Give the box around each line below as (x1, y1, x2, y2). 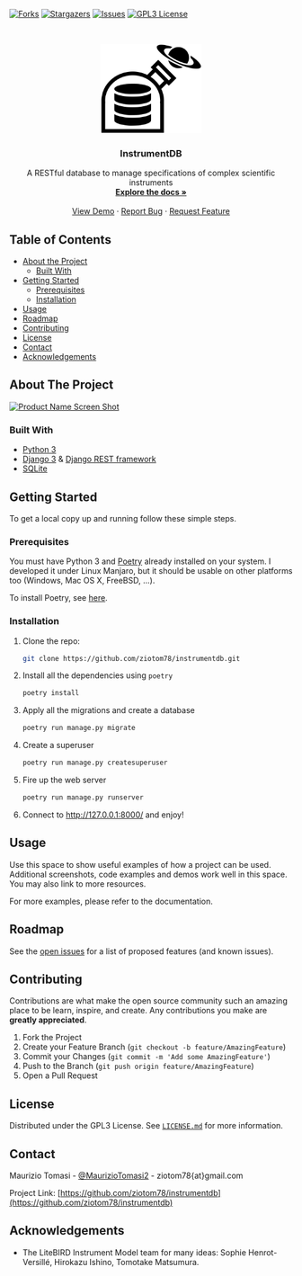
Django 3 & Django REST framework (22, 454, 157, 465)
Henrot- (248, 1246, 278, 1258)
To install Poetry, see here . (9, 593, 108, 603)
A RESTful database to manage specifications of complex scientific (26, 167, 276, 179)
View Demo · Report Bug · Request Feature (71, 206, 231, 217)
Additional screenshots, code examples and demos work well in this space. (9, 869, 288, 879)
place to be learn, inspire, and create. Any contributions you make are (9, 1005, 268, 1016)
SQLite (22, 463, 48, 474)
